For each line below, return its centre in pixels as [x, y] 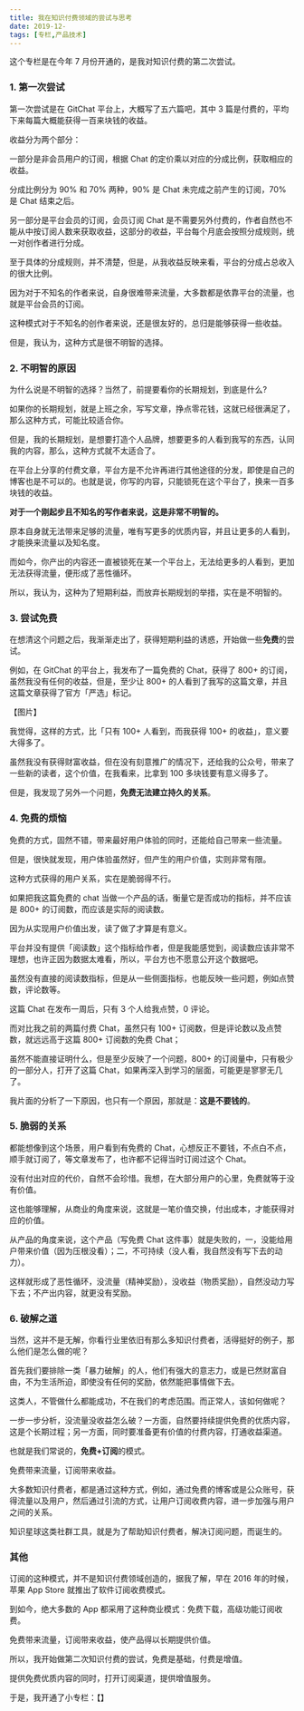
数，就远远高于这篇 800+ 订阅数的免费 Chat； [95, 1039]
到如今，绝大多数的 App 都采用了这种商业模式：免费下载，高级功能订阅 [142, 1609]
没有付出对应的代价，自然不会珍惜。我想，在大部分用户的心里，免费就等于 [148, 1178]
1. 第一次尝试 [37, 87]
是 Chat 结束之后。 [44, 200]
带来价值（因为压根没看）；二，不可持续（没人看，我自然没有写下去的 [146, 1250]
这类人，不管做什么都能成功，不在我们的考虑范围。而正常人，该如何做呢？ [148, 1401]
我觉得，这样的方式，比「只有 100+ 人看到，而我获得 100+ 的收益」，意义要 [149, 732]
